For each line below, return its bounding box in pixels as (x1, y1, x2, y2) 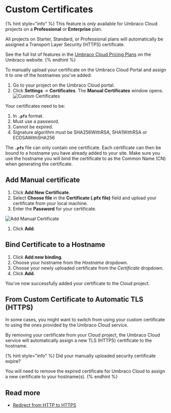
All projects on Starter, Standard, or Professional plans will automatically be (5, 36, 163, 42)
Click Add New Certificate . (12, 189, 70, 195)
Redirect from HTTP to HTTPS (12, 402, 77, 408)
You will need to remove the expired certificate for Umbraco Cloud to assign (5, 368, 165, 375)
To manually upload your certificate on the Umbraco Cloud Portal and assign (5, 67, 167, 73)
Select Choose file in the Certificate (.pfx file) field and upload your (12, 195, 157, 201)
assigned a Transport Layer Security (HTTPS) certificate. (5, 41, 125, 47)
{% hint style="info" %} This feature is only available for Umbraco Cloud (5, 20, 157, 27)
